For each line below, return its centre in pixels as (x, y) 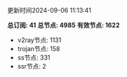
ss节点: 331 (34, 57)
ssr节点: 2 (32, 66)
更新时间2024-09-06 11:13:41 (49, 10)
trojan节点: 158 (39, 49)
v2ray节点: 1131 (39, 40)
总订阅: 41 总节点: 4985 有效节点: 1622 (63, 25)
